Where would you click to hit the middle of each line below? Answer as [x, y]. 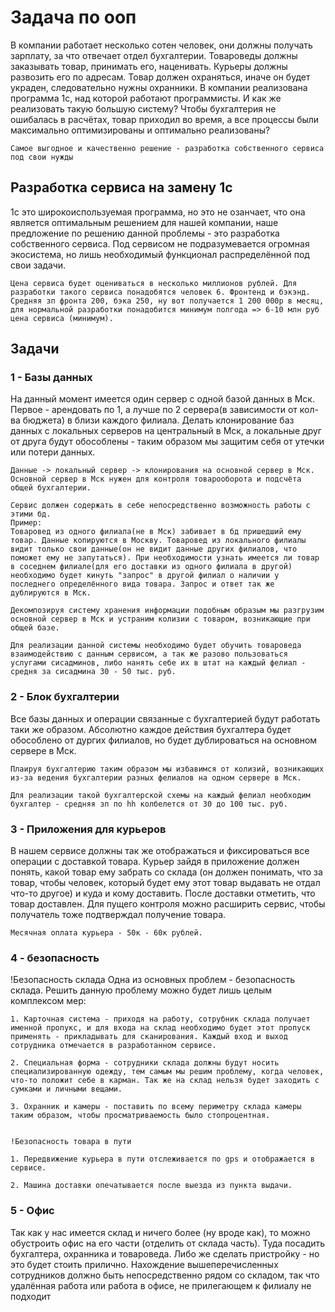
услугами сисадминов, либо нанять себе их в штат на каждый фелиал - [158, 663]
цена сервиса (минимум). [62, 318]
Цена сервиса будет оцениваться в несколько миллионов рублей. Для [154, 283]
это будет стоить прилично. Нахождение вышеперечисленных [144, 1264]
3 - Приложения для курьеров [88, 829]
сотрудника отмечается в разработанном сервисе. [113, 1046]
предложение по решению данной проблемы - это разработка [145, 233]
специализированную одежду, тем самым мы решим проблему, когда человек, [167, 1072]
